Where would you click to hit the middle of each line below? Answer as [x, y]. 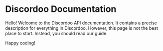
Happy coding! [20, 43]
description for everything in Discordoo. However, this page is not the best [82, 28]
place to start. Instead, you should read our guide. [57, 33]
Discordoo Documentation [61, 9]
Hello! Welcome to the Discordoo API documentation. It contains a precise [81, 23]
